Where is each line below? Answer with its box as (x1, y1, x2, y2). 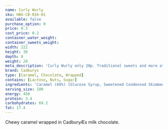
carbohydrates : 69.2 (5, 101, 48, 106)
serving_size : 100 (5, 86, 43, 92)
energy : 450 (5, 91, 30, 96)
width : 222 (5, 45, 28, 50)
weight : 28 (5, 59, 28, 64)
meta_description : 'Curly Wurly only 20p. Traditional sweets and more (5, 63, 157, 68)
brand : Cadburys (5, 68, 39, 73)
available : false (5, 17, 41, 22)
